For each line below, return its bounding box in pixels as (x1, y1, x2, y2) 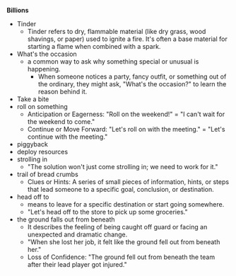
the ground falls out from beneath (16, 215, 115, 224)
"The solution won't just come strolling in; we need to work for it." (27, 163, 218, 171)
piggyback (16, 140, 49, 148)
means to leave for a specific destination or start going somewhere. (27, 200, 225, 208)
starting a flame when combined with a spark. (27, 42, 161, 50)
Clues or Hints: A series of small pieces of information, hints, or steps (27, 178, 230, 186)
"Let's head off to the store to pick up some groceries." (27, 208, 188, 216)
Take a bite (16, 95, 49, 103)
